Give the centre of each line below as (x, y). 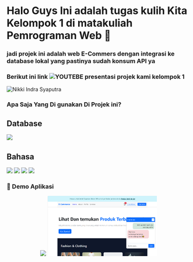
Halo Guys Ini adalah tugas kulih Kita (97, 11)
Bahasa (20, 157)
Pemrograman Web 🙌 (59, 36)
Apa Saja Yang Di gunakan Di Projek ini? (64, 104)
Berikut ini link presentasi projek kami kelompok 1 (96, 77)
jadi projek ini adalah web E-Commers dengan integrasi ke (91, 54)
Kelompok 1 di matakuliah (70, 23)
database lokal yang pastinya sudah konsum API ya (81, 61)
